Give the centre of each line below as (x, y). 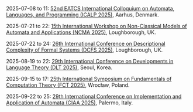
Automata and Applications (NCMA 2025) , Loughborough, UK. (81, 32)
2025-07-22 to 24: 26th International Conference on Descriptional (86, 44)
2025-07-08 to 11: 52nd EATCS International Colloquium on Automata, (90, 9)
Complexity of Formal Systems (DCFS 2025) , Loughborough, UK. (85, 50)
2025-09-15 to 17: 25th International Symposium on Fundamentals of (89, 79)
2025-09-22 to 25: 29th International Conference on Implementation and (94, 96)
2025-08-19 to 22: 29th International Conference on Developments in (90, 61)
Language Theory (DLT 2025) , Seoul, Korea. (59, 67)
